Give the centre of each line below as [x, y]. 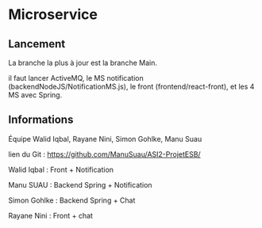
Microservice [53, 15]
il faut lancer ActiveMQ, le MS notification [76, 78]
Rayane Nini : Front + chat [51, 215]
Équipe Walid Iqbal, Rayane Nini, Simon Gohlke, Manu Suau [105, 139]
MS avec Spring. [35, 95]
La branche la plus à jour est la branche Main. [83, 63]
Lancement [37, 44]
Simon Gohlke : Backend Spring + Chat [72, 200]
